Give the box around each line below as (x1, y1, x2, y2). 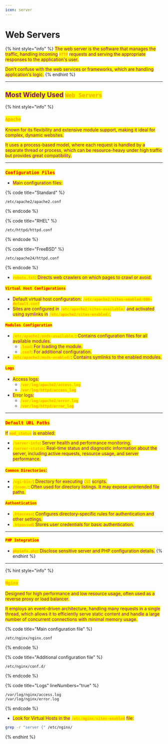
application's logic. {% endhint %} (5, 71, 76, 77)
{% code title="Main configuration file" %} (5, 626, 92, 632)
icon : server (5, 7, 32, 13)
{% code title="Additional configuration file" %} (5, 654, 103, 660)
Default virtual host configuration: (12, 296, 82, 302)
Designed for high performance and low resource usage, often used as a (5, 590, 155, 596)
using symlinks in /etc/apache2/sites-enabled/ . (12, 311, 111, 317)
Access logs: (12, 376, 39, 382)
